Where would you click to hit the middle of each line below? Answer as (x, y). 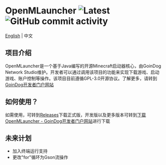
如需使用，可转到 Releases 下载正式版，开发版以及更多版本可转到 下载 (76, 115)
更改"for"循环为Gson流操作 (40, 158)
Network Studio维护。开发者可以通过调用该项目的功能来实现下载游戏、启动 (82, 72)
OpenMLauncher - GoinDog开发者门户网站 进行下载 (58, 121)
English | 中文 (19, 35)
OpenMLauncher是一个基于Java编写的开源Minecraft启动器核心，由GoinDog (83, 66)
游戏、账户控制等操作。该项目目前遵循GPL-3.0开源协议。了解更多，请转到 (81, 78)
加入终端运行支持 (30, 151)
